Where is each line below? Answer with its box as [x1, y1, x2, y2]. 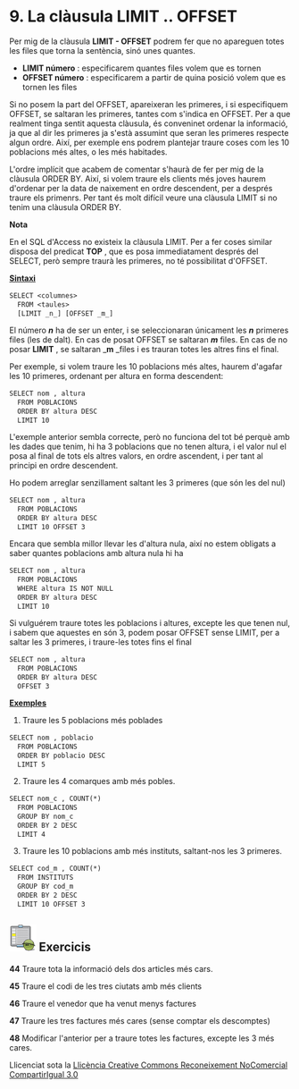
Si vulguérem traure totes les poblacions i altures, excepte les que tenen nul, [9, 617, 290, 628]
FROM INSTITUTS [17, 873, 74, 882]
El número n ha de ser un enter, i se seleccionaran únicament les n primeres [9, 325, 289, 335]
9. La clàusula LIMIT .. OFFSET [9, 6, 238, 27]
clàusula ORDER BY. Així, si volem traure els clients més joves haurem [9, 173, 266, 184]
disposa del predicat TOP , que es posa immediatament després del [9, 246, 259, 257]
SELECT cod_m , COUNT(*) [9, 864, 102, 873]
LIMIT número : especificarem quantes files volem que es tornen [21, 63, 262, 73]
